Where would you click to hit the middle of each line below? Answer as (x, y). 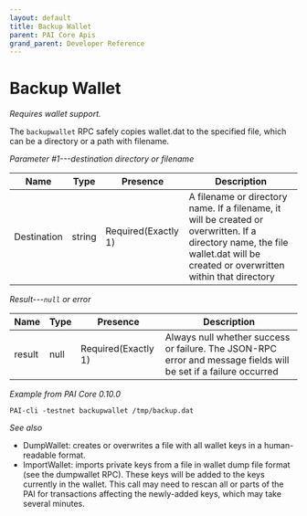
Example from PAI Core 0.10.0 (65, 395)
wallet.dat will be (225, 254)
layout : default (40, 18)
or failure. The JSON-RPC (221, 349)
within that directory (232, 277)
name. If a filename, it (235, 208)
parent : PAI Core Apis (53, 35)
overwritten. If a (222, 231)
